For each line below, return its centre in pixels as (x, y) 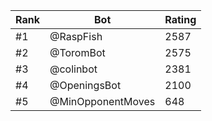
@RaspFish (76, 36)
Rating (180, 19)
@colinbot (73, 69)
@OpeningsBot (85, 85)
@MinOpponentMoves (102, 101)
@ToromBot (77, 52)
